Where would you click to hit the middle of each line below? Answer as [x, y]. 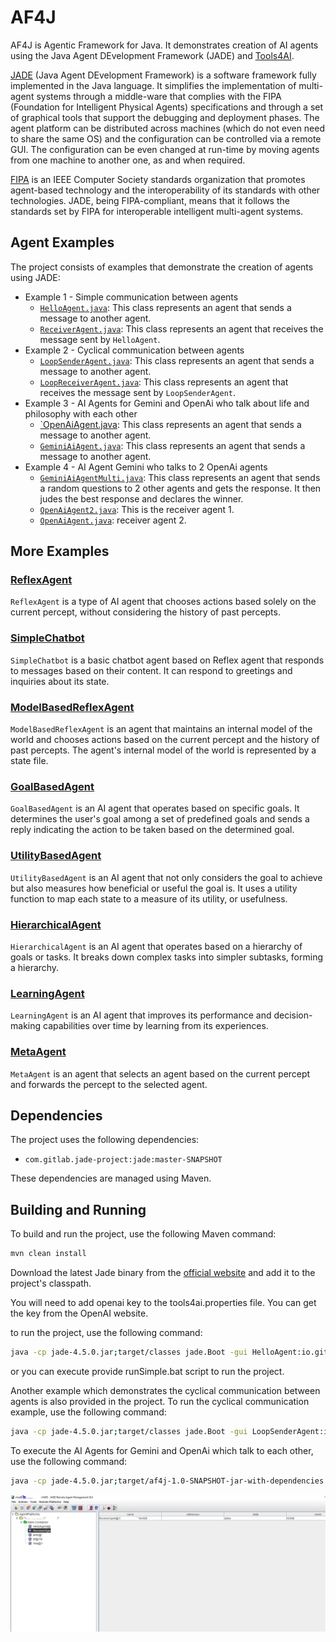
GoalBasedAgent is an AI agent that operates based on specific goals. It [155, 808]
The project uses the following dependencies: [105, 1140]
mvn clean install [48, 1254]
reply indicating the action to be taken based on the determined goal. [152, 830]
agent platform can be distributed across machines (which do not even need [168, 128]
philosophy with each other [81, 413]
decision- [293, 1015]
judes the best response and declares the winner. [141, 498]
